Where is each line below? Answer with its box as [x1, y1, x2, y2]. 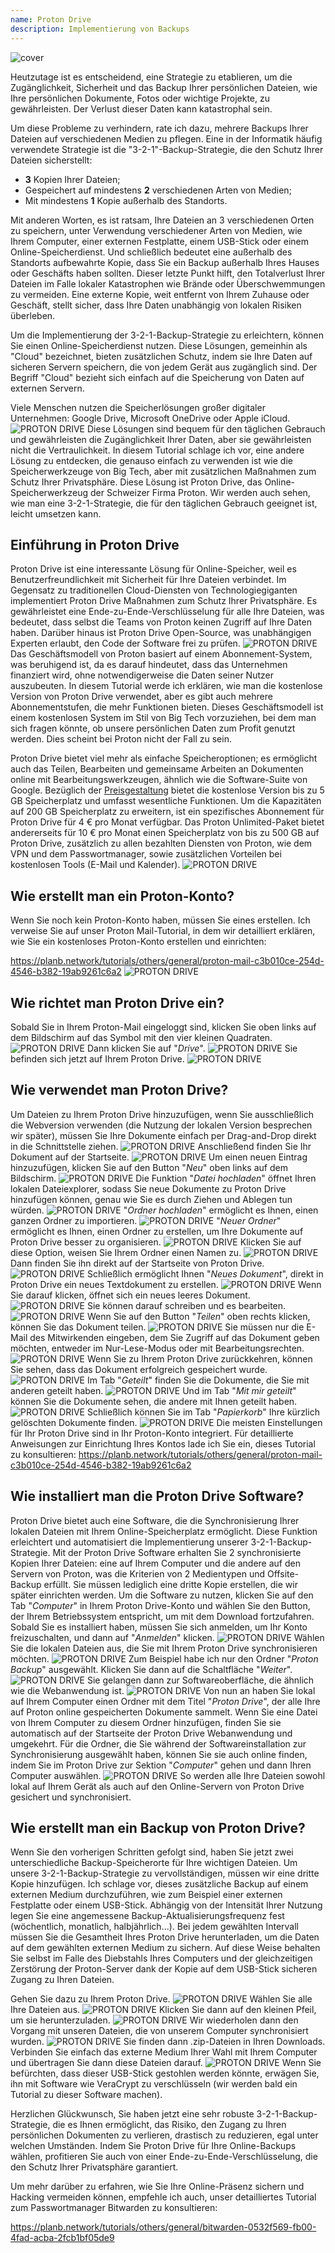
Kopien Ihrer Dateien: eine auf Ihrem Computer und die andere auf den [10, 1557, 301, 1569]
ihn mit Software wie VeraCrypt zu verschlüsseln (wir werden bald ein [10, 2078, 298, 2090]
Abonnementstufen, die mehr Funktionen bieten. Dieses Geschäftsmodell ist [10, 701, 324, 713]
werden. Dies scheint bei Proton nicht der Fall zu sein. [10, 733, 232, 745]
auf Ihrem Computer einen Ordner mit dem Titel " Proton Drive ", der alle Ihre [10, 1695, 321, 1707]
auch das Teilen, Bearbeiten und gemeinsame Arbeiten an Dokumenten [10, 763, 304, 775]
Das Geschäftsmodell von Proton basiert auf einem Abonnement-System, [10, 648, 313, 660]
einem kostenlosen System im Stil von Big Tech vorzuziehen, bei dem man [10, 712, 317, 724]
